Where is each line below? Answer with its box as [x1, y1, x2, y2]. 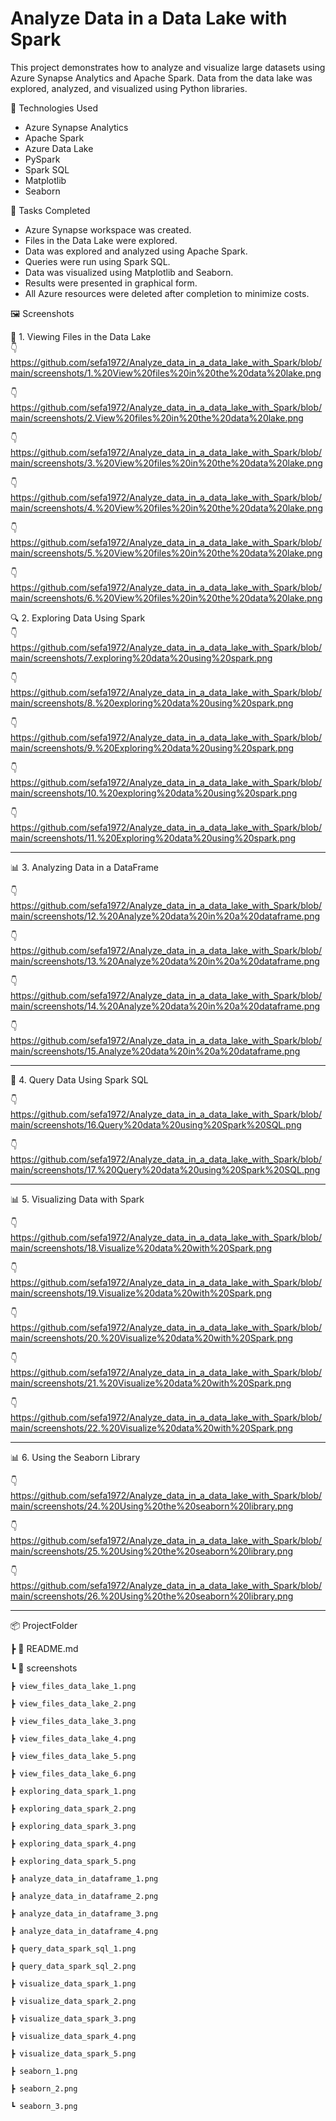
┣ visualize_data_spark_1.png [10, 1978, 137, 1989]
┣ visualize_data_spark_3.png [10, 2013, 137, 2024]
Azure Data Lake [24, 142, 94, 154]
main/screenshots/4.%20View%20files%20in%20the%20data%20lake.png [10, 502, 323, 514]
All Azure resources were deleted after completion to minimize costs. [24, 287, 310, 299]
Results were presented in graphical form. [24, 277, 198, 289]
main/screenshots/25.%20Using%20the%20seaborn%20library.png [10, 1545, 294, 1557]
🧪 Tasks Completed [10, 204, 91, 216]
